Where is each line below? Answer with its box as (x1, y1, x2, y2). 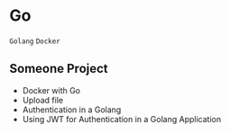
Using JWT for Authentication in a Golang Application (22, 113, 222, 124)
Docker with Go (22, 84, 81, 95)
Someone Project (9, 61, 108, 76)
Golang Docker (9, 37, 60, 46)
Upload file (22, 94, 64, 105)
